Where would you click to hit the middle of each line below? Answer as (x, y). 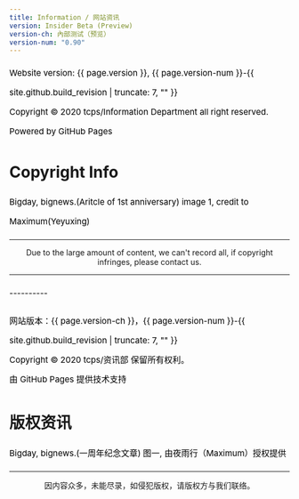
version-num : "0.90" (48, 42)
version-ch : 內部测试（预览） (60, 34)
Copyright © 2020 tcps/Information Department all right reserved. (139, 112)
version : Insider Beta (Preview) (71, 26)
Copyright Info (64, 172)
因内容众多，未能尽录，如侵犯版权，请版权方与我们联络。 (149, 486)
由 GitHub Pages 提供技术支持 (68, 379)
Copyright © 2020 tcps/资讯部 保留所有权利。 (99, 360)
